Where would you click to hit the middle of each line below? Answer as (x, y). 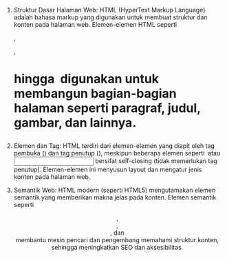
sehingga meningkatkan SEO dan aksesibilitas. (117, 248)
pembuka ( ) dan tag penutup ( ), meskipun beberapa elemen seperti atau (117, 153)
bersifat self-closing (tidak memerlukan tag (156, 161)
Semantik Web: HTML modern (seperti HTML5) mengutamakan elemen (115, 190)
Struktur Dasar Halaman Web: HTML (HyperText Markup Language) (109, 10)
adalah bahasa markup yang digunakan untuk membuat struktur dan (110, 17)
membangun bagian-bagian (95, 94)
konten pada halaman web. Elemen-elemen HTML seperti (95, 24)
